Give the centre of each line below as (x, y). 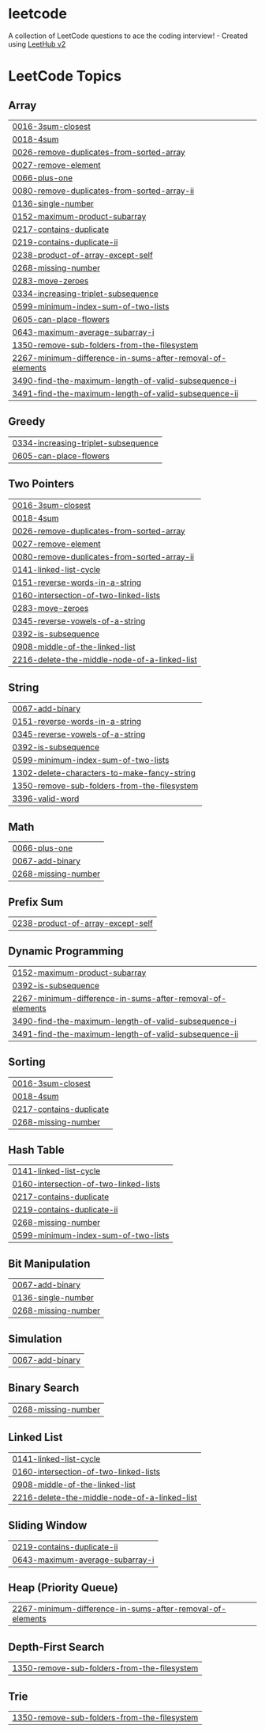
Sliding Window (48, 1525)
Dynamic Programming (66, 952)
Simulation (35, 1339)
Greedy (27, 421)
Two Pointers (41, 484)
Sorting (27, 1062)
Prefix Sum (36, 902)
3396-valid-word (46, 798)
